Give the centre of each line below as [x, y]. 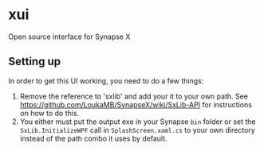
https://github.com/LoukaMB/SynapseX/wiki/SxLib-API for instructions [136, 104]
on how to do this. [49, 113]
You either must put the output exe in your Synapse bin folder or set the [138, 122]
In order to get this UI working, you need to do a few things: [106, 80]
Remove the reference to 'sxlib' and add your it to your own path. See [134, 96]
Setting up [35, 62]
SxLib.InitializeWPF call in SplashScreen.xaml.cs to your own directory [137, 130]
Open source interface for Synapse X [69, 37]
